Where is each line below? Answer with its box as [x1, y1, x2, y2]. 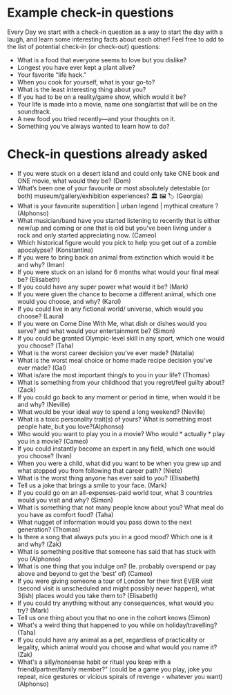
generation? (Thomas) [17, 525, 81, 534]
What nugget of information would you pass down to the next [17, 518, 192, 526]
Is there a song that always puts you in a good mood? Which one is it [17, 532, 213, 541]
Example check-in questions [7, 5, 174, 21]
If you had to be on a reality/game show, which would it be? [17, 92, 186, 101]
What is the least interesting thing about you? [17, 85, 146, 93]
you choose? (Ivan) [17, 451, 72, 460]
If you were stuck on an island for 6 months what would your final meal [17, 268, 220, 276]
